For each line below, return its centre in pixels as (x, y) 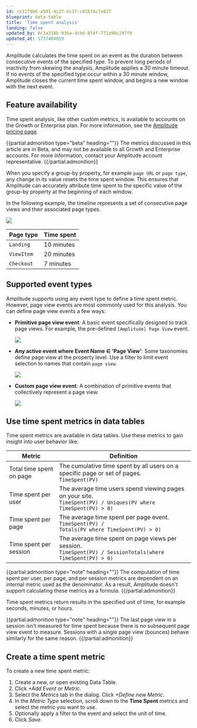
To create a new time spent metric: (48, 671)
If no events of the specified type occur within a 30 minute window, (87, 74)
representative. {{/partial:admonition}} (52, 161)
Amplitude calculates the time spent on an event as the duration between (94, 55)
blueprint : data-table (34, 17)
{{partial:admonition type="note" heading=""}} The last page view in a (91, 620)
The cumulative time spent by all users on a (119, 466)
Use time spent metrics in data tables (75, 422)
